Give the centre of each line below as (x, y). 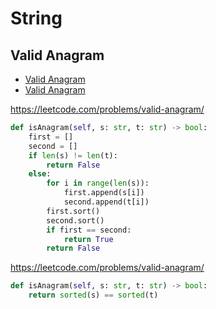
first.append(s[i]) (104, 193)
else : (40, 174)
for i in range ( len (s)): (98, 183)
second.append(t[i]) (106, 202)
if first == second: (89, 230)
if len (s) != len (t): (73, 155)
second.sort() (75, 220)
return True (88, 239)
